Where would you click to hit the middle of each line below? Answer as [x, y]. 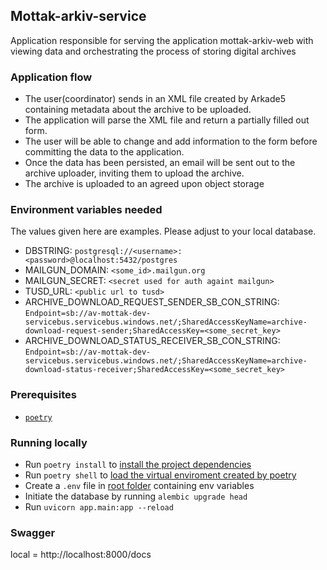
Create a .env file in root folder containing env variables [139, 485]
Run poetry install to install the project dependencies [138, 464]
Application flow [51, 77]
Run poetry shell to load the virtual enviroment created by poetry [160, 475]
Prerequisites [43, 395]
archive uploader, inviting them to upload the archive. [134, 173]
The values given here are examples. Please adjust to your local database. [163, 231]
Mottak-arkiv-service [78, 16]
